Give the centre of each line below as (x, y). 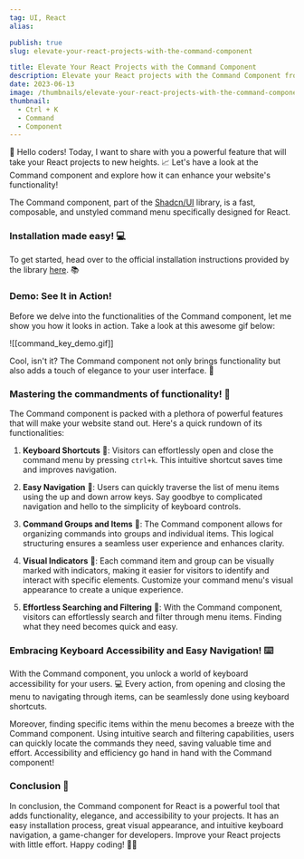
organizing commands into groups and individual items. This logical (148, 534)
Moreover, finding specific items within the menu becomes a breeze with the (152, 724)
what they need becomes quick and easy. (100, 627)
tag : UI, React (38, 18)
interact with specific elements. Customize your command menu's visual (158, 580)
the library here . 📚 (44, 269)
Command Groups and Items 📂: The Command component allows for (152, 524)
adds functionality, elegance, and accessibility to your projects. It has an (144, 816)
